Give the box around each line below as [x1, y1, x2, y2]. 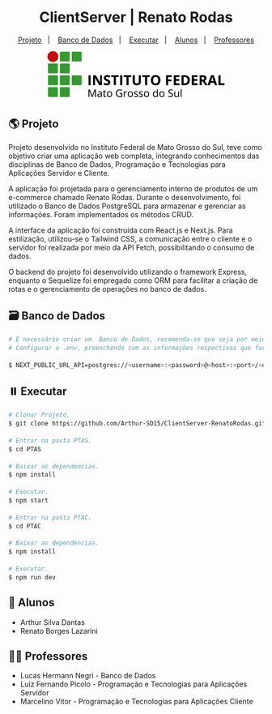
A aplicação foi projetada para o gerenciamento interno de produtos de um [8, 184, 258, 194]
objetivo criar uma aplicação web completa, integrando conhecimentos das [8, 151, 260, 161]
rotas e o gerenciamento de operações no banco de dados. [8, 284, 206, 294]
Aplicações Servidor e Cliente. [8, 169, 110, 178]
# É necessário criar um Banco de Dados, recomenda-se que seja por [8, 335, 249, 344]
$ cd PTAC [8, 522, 42, 530]
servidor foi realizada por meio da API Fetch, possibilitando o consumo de [8, 243, 255, 253]
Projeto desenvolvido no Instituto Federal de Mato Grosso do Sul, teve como [8, 143, 262, 152]
